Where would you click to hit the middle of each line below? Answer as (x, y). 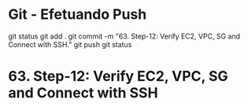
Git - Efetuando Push (78, 15)
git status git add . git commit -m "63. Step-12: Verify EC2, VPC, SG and (124, 36)
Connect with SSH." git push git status (70, 44)
